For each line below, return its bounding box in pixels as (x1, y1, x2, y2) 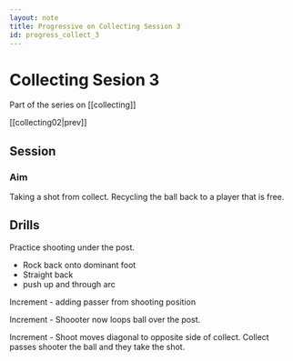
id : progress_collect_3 (9, 30, 100, 39)
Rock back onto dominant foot (22, 259, 136, 270)
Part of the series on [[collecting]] (9, 99, 136, 110)
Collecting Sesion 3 (9, 69, 160, 90)
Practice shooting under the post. (9, 242, 135, 253)
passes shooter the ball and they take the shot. (9, 341, 186, 352)
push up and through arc (22, 278, 116, 289)
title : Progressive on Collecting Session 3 (9, 22, 181, 31)
